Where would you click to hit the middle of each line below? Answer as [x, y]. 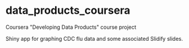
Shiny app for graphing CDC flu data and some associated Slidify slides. [94, 38]
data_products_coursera [68, 10]
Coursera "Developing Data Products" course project [71, 27]
